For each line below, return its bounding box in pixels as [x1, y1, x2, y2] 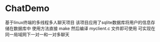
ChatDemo [5, 3, 50, 14]
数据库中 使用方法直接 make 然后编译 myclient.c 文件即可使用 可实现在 [13, 25, 156, 31]
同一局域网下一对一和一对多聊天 [5, 31, 69, 37]
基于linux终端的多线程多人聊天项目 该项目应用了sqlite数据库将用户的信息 [5, 19, 151, 25]
